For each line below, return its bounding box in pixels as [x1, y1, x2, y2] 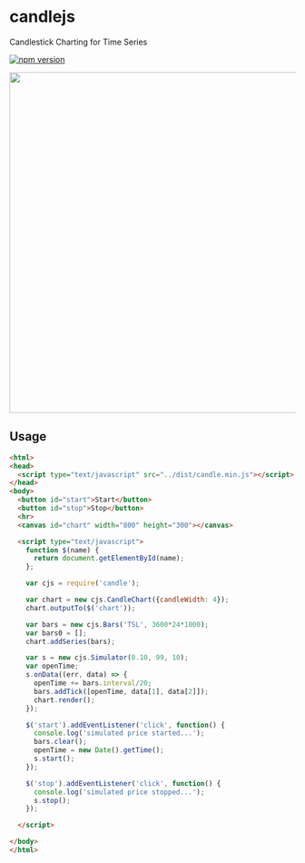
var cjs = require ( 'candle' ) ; [25, 579, 141, 588]
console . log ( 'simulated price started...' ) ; [33, 729, 205, 738]
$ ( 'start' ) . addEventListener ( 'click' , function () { [25, 720, 225, 729]
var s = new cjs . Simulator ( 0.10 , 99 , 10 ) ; [25, 653, 189, 662]
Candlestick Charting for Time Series [9, 36, 148, 47]
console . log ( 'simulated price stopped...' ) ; [33, 788, 205, 797]
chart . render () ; [33, 695, 95, 705]
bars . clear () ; [33, 738, 88, 747]
